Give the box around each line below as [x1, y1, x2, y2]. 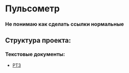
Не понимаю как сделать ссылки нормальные [5, 21, 124, 28]
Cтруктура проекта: [5, 36, 71, 45]
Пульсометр [5, 3, 60, 14]
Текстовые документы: [5, 51, 65, 58]
